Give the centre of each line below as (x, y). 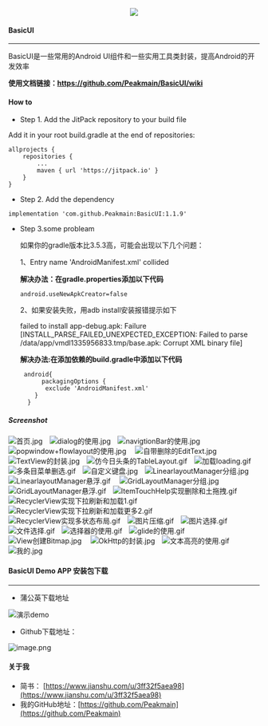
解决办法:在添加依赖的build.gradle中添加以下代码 (101, 360)
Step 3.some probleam (57, 229)
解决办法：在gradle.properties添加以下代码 (91, 279)
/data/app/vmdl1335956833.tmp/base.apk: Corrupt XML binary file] (131, 343)
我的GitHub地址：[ (50, 704)
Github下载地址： (48, 631)
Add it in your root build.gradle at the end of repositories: (102, 135)
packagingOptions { (73, 382)
